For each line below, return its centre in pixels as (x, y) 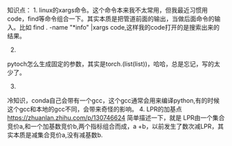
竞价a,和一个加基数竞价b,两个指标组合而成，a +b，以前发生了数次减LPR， (113, 126)
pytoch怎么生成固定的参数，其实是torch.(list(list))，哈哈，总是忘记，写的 (111, 64)
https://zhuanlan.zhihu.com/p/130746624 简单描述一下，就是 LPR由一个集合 (116, 118)
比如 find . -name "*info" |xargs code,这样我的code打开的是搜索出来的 (119, 27)
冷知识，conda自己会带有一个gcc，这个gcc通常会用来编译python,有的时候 (114, 101)
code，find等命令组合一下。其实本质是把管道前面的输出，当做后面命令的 (111, 19)
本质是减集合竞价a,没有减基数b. (58, 135)
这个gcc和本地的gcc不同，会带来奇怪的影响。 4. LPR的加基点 (95, 109)
